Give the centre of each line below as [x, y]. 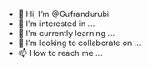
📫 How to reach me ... [60, 53]
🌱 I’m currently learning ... [66, 33]
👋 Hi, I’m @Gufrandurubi [64, 14]
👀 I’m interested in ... [56, 24]
